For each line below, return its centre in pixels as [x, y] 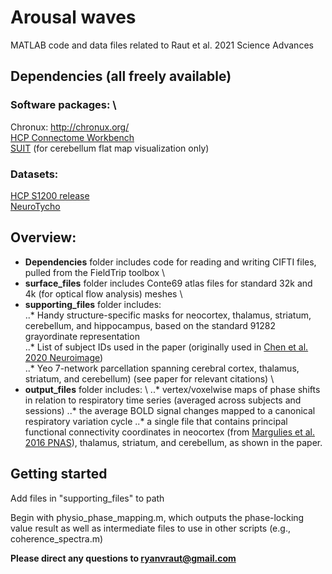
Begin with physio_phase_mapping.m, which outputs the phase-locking [157, 517]
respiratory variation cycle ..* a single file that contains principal [156, 421]
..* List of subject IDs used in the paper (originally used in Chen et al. [166, 347]
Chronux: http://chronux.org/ [70, 127]
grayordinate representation [82, 336]
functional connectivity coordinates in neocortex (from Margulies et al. [169, 432]
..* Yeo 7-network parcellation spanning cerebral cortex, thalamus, [162, 368]
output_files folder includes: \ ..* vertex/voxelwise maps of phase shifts [172, 389]
